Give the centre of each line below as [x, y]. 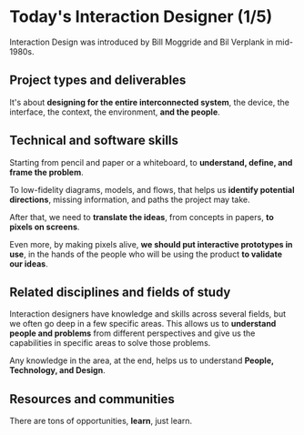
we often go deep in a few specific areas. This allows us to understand [143, 324]
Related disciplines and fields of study [120, 292]
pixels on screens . [45, 227]
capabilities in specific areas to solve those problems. [110, 343]
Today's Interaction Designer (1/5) [141, 17]
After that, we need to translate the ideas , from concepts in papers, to [142, 217]
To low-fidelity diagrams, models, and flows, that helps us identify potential [152, 189]
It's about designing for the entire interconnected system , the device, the [149, 102]
